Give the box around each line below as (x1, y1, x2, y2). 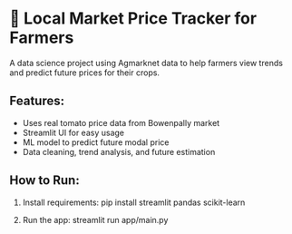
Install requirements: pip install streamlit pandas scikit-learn (22, 197, 246, 208)
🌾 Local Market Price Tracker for (9, 8, 257, 29)
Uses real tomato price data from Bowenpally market (22, 117, 220, 128)
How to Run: (9, 172, 80, 189)
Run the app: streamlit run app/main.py (22, 214, 169, 225)
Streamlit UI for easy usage (22, 127, 125, 138)
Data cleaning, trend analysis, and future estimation (22, 146, 216, 157)
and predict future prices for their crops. (9, 67, 161, 78)
